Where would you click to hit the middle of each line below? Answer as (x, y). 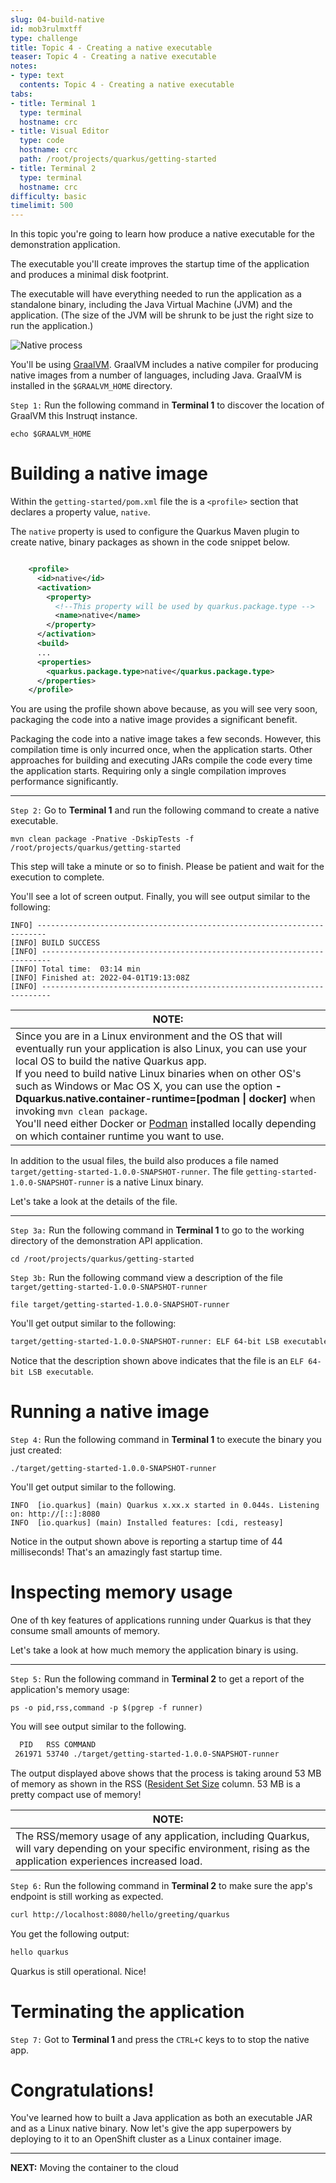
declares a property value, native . (80, 512)
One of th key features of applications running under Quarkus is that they (161, 1620)
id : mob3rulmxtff (46, 29)
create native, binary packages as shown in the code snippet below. (150, 542)
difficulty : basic (48, 196)
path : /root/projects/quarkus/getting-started (118, 159)
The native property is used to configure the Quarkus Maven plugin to (155, 532)
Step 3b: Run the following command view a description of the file (146, 1278)
